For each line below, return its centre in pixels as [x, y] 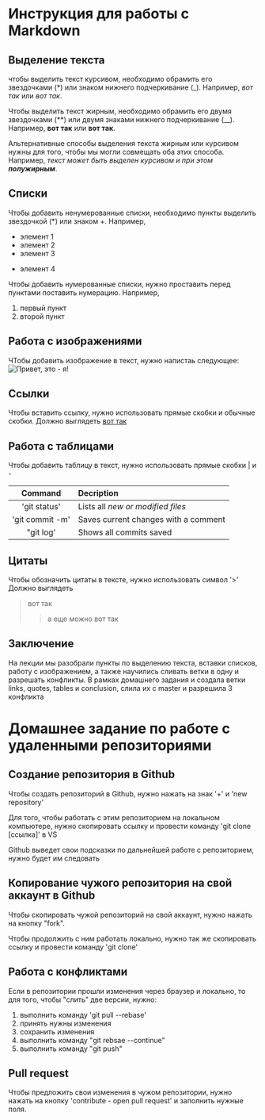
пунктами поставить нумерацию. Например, [84, 292]
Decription [98, 493]
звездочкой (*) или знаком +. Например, [77, 221]
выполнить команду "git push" [71, 1049]
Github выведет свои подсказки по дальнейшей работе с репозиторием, [131, 850]
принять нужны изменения [65, 1023]
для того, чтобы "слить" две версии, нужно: [82, 999]
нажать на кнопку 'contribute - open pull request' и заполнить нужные [126, 1101]
